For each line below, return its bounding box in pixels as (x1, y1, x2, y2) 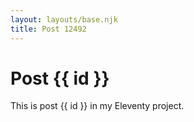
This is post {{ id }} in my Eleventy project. (10, 100, 185, 112)
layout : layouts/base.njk (10, 14, 118, 25)
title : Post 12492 (10, 24, 87, 34)
